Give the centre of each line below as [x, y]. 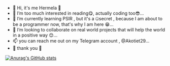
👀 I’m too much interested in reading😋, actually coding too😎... [78, 13]
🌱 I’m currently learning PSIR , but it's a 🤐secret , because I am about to [88, 19]
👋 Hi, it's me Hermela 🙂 [37, 8]
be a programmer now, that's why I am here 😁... [63, 24]
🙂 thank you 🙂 [27, 48]
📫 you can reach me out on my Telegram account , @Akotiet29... [81, 41]
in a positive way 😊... [35, 35]
